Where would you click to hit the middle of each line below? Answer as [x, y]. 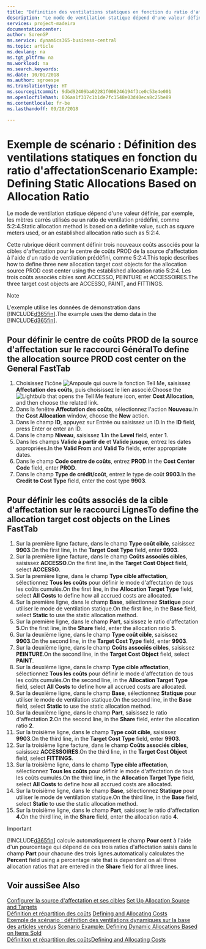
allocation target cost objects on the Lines [89, 519]
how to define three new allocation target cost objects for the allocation [97, 264]
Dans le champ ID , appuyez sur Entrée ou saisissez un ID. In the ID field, [106, 422]
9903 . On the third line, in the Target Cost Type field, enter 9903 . [98, 739]
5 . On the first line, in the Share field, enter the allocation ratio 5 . [96, 628]
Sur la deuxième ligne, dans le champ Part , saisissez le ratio [91, 713]
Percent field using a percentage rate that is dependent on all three [92, 860]
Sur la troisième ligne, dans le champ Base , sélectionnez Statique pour [105, 791]
